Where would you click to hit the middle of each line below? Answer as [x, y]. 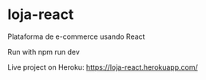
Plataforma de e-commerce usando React [76, 36]
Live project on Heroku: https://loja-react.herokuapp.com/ [103, 67]
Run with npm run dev [44, 51]
